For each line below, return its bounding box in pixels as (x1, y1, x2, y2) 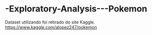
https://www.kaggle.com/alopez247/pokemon (5, 24, 97, 30)
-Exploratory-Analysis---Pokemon (5, 3, 148, 14)
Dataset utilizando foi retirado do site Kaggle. (5, 19, 96, 25)
